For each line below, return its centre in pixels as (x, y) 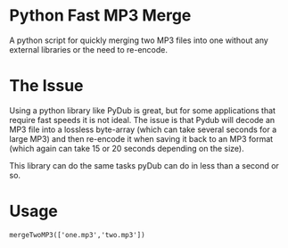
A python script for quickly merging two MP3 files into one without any (139, 40)
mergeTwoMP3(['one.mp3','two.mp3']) (77, 235)
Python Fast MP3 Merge (100, 16)
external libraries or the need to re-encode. (88, 49)
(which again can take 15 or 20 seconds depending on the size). (127, 148)
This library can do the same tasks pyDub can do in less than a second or (144, 165)
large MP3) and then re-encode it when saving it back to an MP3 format (141, 138)
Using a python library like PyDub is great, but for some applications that (143, 110)
